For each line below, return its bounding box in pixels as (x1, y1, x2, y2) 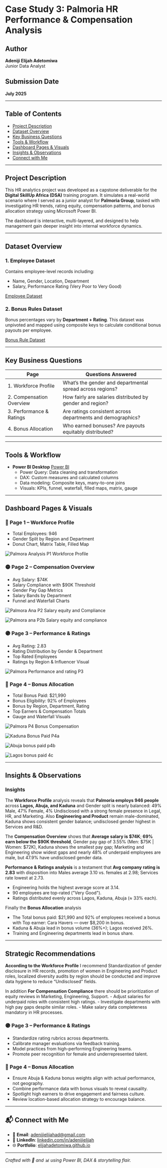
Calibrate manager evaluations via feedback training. (12, 1040, 121, 1046)
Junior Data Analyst (5, 63, 46, 69)
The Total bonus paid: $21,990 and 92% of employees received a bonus (12, 914, 161, 920)
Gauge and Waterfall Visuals (12, 713, 71, 719)
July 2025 (5, 91, 27, 97)
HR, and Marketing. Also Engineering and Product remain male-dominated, (5, 813, 160, 819)
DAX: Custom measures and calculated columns (19, 475, 119, 481)
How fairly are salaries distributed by (63, 393, 149, 400)
